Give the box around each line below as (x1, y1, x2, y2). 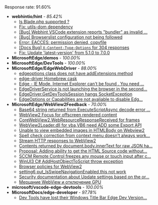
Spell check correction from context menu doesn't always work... (19, 132, 150, 138)
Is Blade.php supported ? (19, 19, 70, 24)
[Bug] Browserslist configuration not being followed (19, 34, 123, 40)
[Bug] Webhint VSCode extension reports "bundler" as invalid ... (19, 29, 148, 35)
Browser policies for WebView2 (19, 164, 82, 169)
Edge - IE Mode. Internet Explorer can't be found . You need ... (19, 81, 144, 87)
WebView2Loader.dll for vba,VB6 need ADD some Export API (19, 122, 142, 128)
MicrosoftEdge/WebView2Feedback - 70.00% (11, 102, 107, 107)
